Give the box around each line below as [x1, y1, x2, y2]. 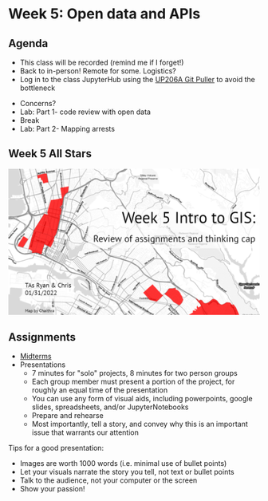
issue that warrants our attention [31, 428, 140, 437]
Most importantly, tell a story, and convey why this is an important [31, 420, 249, 429]
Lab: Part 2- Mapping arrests [19, 124, 116, 133]
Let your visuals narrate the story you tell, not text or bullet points [19, 467, 235, 477]
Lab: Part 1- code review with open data [19, 107, 152, 116]
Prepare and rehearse [31, 411, 104, 420]
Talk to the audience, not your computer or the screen [19, 475, 198, 485]
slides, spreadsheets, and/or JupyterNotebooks [31, 402, 189, 412]
